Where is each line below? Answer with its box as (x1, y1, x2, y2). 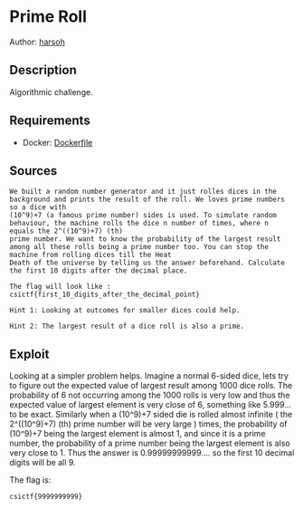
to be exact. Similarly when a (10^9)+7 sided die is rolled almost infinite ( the (9, 409, 293, 420)
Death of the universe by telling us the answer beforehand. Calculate (9, 258, 285, 268)
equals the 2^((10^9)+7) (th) (9, 226, 124, 236)
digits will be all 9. (9, 457, 76, 468)
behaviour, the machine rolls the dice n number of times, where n (9, 219, 270, 228)
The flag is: (9, 475, 52, 485)
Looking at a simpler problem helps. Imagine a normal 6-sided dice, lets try (9, 370, 289, 381)
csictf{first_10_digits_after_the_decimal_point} (9, 290, 201, 300)
